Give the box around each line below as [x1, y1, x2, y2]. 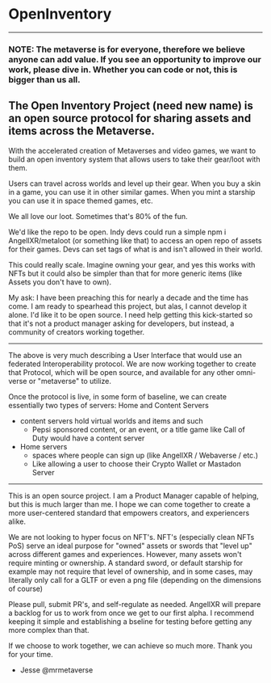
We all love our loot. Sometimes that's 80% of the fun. [8, 211, 188, 221]
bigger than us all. [8, 74, 81, 85]
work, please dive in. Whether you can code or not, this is [8, 64, 238, 75]
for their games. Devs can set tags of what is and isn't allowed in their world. [8, 244, 263, 254]
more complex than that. [8, 625, 90, 635]
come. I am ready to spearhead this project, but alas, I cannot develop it [8, 301, 248, 311]
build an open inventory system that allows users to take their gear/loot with [8, 154, 261, 164]
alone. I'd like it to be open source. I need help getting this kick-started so [8, 310, 253, 319]
